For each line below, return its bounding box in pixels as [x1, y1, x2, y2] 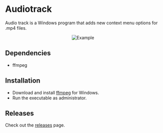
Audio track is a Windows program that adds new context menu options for [5, 20, 158, 26]
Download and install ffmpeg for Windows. [12, 89, 99, 95]
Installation [5, 77, 41, 85]
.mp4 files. [5, 25, 27, 31]
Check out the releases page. [5, 122, 65, 128]
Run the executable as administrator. [12, 95, 87, 101]
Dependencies [5, 49, 51, 57]
